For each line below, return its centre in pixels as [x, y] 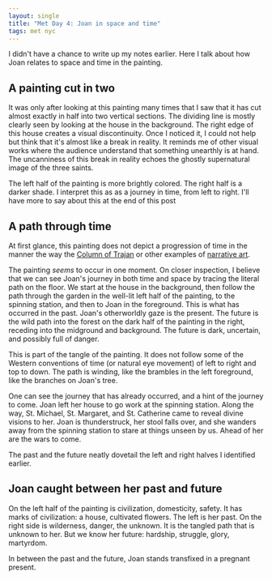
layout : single [34, 16]
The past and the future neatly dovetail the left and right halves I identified [132, 455]
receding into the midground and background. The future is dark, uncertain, [135, 330]
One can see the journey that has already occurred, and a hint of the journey [136, 396]
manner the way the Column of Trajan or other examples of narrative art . [130, 254]
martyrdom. [28, 543]
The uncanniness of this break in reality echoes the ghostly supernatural [129, 160]
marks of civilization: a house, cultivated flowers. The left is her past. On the [135, 517]
